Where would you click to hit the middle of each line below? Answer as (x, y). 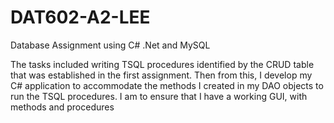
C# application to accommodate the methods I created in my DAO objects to (167, 85)
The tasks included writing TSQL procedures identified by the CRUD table (162, 64)
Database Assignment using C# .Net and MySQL (110, 45)
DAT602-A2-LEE (80, 17)
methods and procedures (62, 107)
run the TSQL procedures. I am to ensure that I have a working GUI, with (159, 96)
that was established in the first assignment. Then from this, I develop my (161, 75)
